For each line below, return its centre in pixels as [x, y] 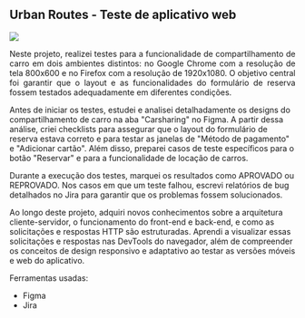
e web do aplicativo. [47, 260]
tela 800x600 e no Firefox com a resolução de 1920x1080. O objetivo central [152, 72]
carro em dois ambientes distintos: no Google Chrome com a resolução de [152, 63]
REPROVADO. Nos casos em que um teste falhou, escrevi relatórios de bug [149, 185]
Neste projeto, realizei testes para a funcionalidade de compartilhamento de [152, 53]
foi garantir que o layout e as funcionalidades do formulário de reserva [152, 82]
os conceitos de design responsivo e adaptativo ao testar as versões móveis [152, 251]
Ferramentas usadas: [49, 278]
